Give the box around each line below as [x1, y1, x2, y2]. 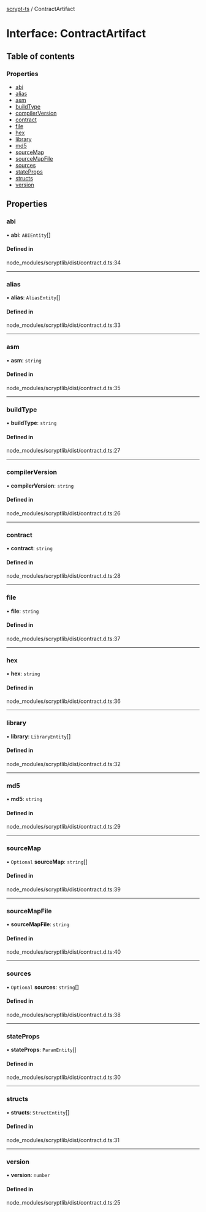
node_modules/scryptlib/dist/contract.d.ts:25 [6, 1199, 121, 1206]
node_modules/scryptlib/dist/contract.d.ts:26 [6, 509, 121, 517]
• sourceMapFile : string [6, 921, 69, 928]
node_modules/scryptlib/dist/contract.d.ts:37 [6, 635, 121, 642]
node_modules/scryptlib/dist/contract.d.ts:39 [6, 886, 121, 893]
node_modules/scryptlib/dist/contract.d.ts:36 [6, 697, 121, 705]
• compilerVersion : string [6, 481, 74, 489]
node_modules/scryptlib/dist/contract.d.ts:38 [6, 1011, 121, 1018]
